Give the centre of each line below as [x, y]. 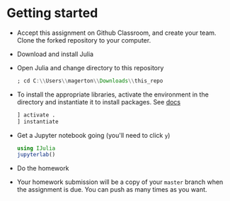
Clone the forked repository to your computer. [84, 40]
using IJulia [36, 148]
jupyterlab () [36, 155]
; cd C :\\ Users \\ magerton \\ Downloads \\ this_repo [90, 81]
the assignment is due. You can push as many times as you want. [112, 190]
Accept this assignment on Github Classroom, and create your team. [116, 33]
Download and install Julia [55, 54]
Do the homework [43, 168]
